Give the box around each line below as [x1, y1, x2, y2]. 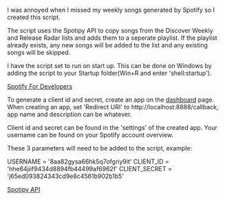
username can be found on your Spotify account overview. [7, 131, 174, 139]
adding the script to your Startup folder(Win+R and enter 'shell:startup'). [7, 69, 212, 77]
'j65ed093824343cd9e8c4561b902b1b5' [7, 172, 125, 180]
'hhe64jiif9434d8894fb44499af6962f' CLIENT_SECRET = [7, 165, 173, 173]
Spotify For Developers [7, 82, 73, 90]
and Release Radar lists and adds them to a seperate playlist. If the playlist [7, 34, 218, 42]
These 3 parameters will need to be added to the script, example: [7, 144, 193, 152]
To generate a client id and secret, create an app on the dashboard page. [7, 96, 215, 104]
